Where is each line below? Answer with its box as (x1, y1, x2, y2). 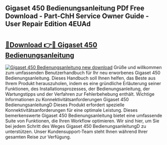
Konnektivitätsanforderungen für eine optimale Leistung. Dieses (5, 107, 138, 113)
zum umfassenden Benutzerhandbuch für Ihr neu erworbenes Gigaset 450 (5, 70, 160, 76)
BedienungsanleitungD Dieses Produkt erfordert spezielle (5, 102, 125, 108)
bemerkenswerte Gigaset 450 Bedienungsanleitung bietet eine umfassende (5, 113, 162, 118)
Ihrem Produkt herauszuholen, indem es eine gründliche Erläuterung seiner (5, 81, 161, 86)
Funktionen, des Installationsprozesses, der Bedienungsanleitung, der (5, 86, 150, 92)
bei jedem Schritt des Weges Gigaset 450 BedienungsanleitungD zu (5, 123, 146, 129)
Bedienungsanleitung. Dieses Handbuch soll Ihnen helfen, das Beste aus (5, 75, 156, 81)
